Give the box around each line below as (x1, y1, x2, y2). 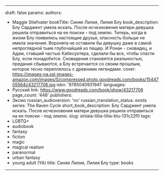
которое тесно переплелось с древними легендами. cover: (12, 66, 136, 72)
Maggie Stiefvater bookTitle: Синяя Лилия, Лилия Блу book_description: (12, 19, 159, 25)
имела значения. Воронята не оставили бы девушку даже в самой (12, 40, 152, 46)
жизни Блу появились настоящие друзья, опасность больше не (12, 35, 145, 41)
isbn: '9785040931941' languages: (56, 82, 126, 87)
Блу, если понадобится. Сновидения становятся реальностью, (12, 56, 143, 61)
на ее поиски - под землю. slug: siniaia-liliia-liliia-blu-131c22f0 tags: (12, 113, 151, 119)
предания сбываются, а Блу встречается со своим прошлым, (12, 61, 141, 67)
